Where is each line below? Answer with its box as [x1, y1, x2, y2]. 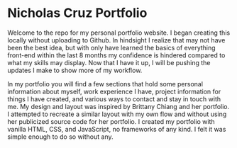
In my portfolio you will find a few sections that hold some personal [7, 79, 204, 88]
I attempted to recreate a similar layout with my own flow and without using [7, 110, 227, 118]
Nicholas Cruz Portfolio [7, 5, 148, 21]
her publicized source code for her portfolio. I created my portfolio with [7, 117, 215, 125]
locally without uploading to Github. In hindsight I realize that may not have [7, 35, 226, 44]
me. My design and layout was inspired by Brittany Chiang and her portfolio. [7, 102, 230, 110]
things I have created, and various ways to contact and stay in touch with [7, 94, 221, 103]
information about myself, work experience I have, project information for [7, 87, 221, 96]
